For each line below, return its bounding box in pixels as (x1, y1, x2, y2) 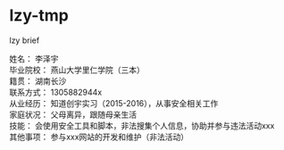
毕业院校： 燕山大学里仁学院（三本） (9, 64, 145, 75)
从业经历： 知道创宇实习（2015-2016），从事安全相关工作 (9, 97, 219, 108)
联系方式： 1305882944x (9, 87, 103, 97)
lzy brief (9, 35, 40, 46)
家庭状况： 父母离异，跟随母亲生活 (9, 109, 137, 120)
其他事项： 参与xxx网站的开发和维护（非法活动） (9, 131, 189, 142)
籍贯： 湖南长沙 (9, 75, 67, 86)
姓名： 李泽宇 (9, 53, 59, 63)
